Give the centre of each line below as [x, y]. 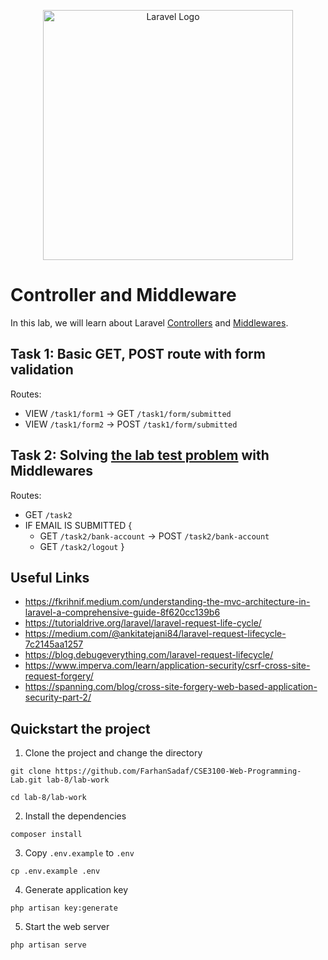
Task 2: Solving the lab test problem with [140, 455]
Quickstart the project [80, 728]
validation [42, 370]
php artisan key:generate [64, 908]
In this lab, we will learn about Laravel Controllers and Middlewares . [149, 322]
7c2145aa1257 [54, 644]
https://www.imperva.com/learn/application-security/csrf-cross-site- [167, 666]
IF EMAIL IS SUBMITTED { [78, 525]
